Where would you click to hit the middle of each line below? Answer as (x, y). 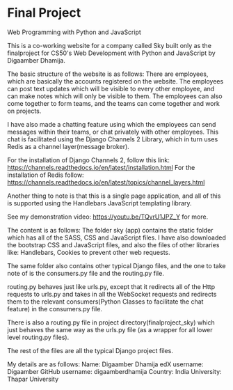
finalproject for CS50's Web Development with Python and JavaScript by (111, 53)
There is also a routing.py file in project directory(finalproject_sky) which (111, 322)
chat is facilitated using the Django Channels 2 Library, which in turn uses (113, 139)
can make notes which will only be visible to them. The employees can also (115, 96)
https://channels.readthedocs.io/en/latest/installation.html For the (101, 167)
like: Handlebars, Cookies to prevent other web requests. (89, 252)
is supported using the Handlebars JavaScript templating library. (100, 203)
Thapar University (33, 379)
